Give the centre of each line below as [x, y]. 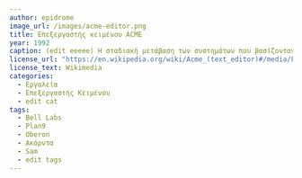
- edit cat [38, 101]
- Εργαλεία [38, 85]
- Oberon [34, 135]
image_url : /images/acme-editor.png [78, 26]
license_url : [34, 59]
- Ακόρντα [36, 143]
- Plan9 [32, 127]
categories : [31, 76]
